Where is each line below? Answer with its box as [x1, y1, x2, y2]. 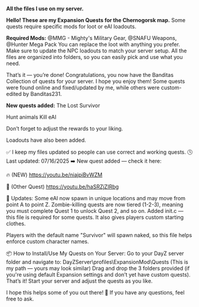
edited [6, 91, 22, 97]
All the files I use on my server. [6, 5, 84, 12]
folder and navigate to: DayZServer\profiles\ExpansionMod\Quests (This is [6, 259, 188, 265]
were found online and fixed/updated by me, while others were [6, 84, 160, 91]
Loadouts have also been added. [6, 137, 86, 144]
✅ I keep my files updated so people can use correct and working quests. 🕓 [6, 148, 193, 156]
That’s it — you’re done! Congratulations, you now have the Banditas [6, 72, 174, 78]
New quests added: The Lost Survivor [6, 102, 100, 109]
